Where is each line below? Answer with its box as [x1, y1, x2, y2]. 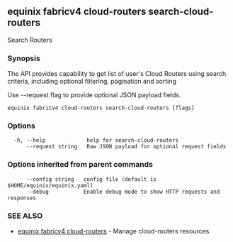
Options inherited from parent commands [7, 160, 154, 170]
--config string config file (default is [25, 175, 157, 183]
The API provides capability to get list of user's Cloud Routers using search [7, 70, 227, 78]
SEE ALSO [7, 211, 43, 221]
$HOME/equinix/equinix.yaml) [7, 182, 93, 189]
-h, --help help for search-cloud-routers [13, 137, 179, 144]
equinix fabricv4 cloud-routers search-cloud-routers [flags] [7, 104, 195, 112]
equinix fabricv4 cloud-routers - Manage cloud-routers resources [17, 227, 210, 235]
